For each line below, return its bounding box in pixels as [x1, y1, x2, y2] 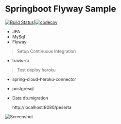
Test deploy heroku [17, 67, 56, 73]
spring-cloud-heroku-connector [12, 76, 76, 82]
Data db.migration [12, 95, 49, 101]
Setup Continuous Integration [17, 48, 76, 54]
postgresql [12, 85, 34, 91]
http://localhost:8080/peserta [12, 104, 72, 110]
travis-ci [12, 57, 29, 63]
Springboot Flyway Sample [5, 3, 117, 14]
